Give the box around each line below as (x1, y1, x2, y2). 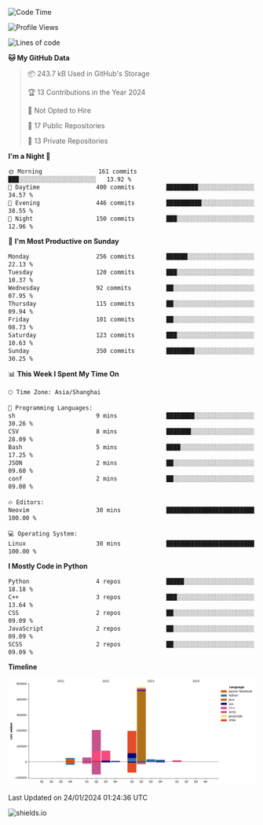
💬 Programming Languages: (8, 404, 93, 412)
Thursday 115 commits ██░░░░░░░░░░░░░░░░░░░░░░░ (8, 300, 255, 308)
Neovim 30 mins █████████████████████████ (8, 506, 255, 514)
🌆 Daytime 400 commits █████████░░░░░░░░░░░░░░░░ (8, 183, 255, 191)
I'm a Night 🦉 (8, 152, 51, 160)
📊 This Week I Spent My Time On (8, 370, 119, 378)
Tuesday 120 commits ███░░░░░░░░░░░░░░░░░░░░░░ (8, 268, 255, 276)
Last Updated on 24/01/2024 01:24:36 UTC (8, 793, 148, 802)
